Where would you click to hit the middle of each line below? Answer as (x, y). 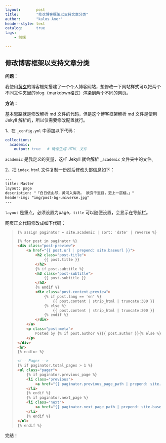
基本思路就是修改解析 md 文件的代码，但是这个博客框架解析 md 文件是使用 (81, 114)
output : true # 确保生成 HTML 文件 (51, 149)
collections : (19, 140)
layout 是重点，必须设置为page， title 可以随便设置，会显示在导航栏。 (78, 212)
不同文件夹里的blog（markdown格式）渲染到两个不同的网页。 (68, 93)
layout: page (19, 189)
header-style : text (25, 24)
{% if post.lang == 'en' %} (73, 296)
